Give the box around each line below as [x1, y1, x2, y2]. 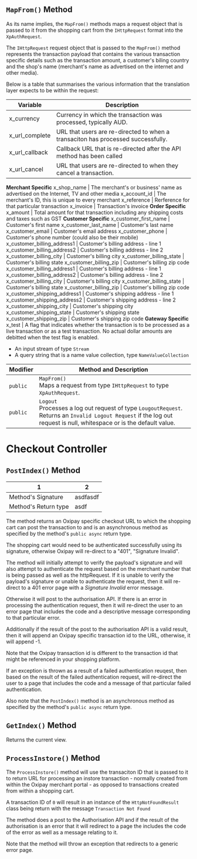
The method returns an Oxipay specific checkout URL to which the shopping [6, 517, 191, 524]
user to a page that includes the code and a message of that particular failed [6, 679, 191, 687]
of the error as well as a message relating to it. [6, 829, 118, 836]
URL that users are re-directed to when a [56, 128, 170, 136]
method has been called [56, 152, 123, 160]
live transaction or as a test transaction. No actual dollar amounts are [6, 327, 172, 335]
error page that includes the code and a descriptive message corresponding [6, 608, 191, 615]
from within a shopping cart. [6, 787, 74, 794]
